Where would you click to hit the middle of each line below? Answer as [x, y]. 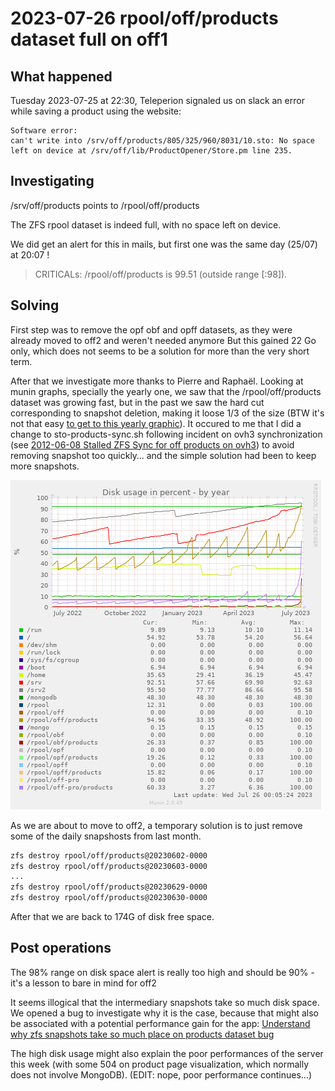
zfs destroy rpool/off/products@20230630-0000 [109, 898]
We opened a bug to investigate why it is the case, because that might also [165, 1013]
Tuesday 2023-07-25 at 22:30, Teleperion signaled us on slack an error [157, 100]
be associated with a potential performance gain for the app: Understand [160, 1023]
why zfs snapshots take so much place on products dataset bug [142, 1034]
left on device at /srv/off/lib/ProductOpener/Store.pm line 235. [151, 151]
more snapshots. [45, 466]
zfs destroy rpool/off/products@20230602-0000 [109, 855]
